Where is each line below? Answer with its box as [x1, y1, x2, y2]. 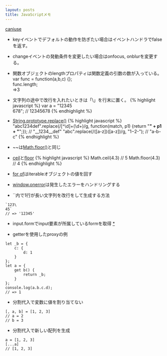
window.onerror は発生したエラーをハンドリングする [12, 182, 121, 188]
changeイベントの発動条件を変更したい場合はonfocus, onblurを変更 [12, 53, 153, 59]
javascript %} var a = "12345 [12, 103, 72, 109]
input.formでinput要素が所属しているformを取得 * [12, 220, 115, 226]
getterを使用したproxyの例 [12, 231, 68, 237]
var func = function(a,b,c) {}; [12, 76, 72, 82]
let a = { [5, 263, 26, 268]
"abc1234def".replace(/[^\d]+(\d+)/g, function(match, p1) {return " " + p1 [12, 123, 162, 129]
